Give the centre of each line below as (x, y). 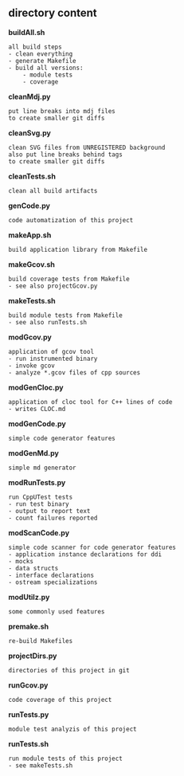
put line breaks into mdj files (62, 111)
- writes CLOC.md (37, 409)
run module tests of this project (66, 758)
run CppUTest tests (41, 497)
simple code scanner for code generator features (92, 547)
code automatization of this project (71, 220)
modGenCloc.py (36, 387)
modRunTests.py (37, 482)
